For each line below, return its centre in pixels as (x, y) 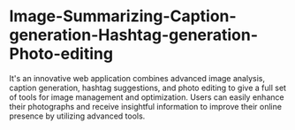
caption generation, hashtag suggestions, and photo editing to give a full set (148, 88)
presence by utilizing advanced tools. (77, 116)
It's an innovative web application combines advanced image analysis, (137, 78)
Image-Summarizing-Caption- (123, 16)
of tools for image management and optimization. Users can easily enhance (147, 97)
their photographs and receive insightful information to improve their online (146, 106)
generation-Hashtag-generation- (134, 35)
